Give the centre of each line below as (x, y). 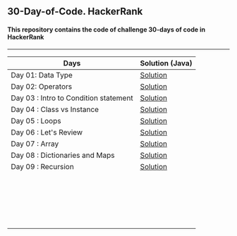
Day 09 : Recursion (42, 166)
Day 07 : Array (35, 144)
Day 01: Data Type (42, 75)
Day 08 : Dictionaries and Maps (63, 155)
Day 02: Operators (42, 86)
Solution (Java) (166, 63)
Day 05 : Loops (36, 120)
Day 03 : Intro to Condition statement (72, 98)
